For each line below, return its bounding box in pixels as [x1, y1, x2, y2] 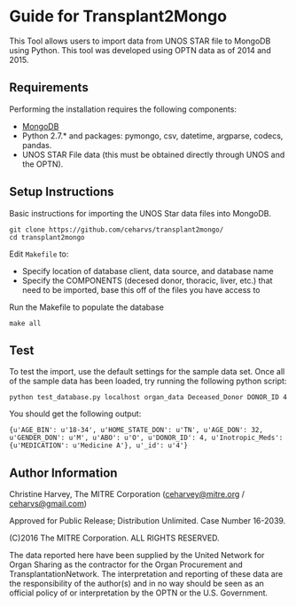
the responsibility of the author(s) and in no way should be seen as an [9, 579, 264, 589]
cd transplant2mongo [9, 233, 86, 241]
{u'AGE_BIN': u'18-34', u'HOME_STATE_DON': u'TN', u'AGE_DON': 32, [9, 426, 264, 435]
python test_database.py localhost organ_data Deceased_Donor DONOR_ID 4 [9, 393, 288, 402]
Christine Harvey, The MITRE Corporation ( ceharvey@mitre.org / [9, 489, 245, 500]
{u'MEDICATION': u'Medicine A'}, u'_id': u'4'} [9, 441, 189, 450]
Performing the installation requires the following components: [9, 104, 238, 114]
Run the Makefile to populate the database [9, 302, 164, 312]
